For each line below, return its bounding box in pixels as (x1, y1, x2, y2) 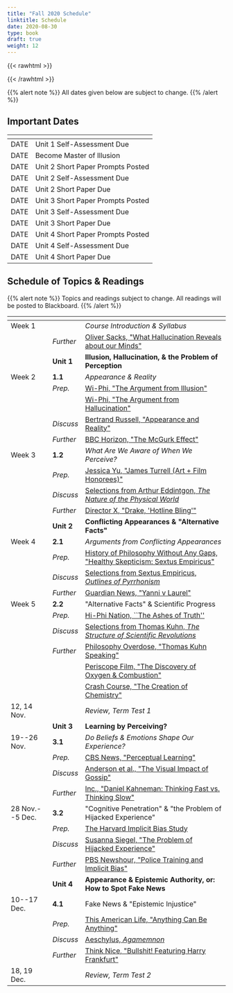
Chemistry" (85, 690, 123, 700)
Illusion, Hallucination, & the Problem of (85, 352, 218, 361)
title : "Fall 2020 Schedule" (7, 10, 92, 17)
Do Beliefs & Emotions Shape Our (85, 732, 194, 742)
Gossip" (85, 772, 111, 782)
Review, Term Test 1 (85, 705, 151, 715)
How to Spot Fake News (85, 883, 166, 893)
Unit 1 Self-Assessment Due (35, 139, 130, 149)
